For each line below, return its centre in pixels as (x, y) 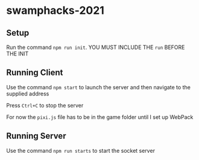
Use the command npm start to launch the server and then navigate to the (99, 87)
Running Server (36, 136)
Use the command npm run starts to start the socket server (81, 150)
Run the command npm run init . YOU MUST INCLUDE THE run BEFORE (96, 47)
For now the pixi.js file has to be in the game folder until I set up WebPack (100, 117)
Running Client (35, 73)
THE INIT (17, 54)
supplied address (28, 94)
